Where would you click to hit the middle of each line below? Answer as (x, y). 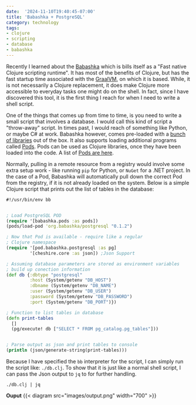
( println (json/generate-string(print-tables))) (67, 350)
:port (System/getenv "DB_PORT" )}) (73, 302)
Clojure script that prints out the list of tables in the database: (80, 189)
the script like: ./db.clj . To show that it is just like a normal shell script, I (93, 368)
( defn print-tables (30, 318)
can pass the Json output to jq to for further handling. (71, 374)
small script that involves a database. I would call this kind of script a (89, 122)
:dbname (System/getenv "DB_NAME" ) (73, 286)
